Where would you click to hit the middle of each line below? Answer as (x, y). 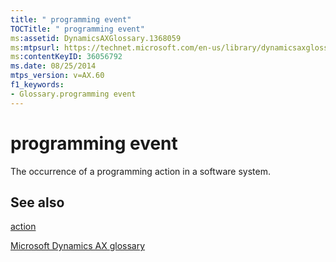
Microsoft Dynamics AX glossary (78, 246)
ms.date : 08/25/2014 (53, 66)
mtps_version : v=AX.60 (57, 76)
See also (37, 202)
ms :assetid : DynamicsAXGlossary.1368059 (96, 38)
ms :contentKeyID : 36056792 (66, 57)
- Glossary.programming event (73, 94)
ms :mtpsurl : (35, 47)
